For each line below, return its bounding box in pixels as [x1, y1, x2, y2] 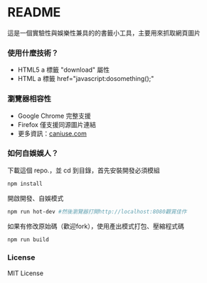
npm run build [7, 235, 50, 243]
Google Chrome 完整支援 [17, 111, 91, 120]
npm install [7, 180, 43, 187]
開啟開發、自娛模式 [7, 194, 64, 202]
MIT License [7, 269, 44, 277]
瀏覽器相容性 [7, 94, 52, 104]
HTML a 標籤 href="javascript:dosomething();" [17, 74, 154, 83]
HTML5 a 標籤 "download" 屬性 [17, 65, 110, 74]
